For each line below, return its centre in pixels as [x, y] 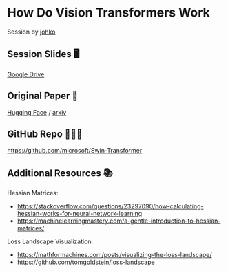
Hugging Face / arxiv [37, 112]
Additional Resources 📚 [60, 173]
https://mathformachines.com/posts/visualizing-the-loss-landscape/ [114, 255]
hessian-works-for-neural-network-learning [80, 214]
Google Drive [26, 74]
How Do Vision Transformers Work [108, 13]
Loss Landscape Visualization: [50, 241]
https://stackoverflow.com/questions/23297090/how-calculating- [111, 206]
